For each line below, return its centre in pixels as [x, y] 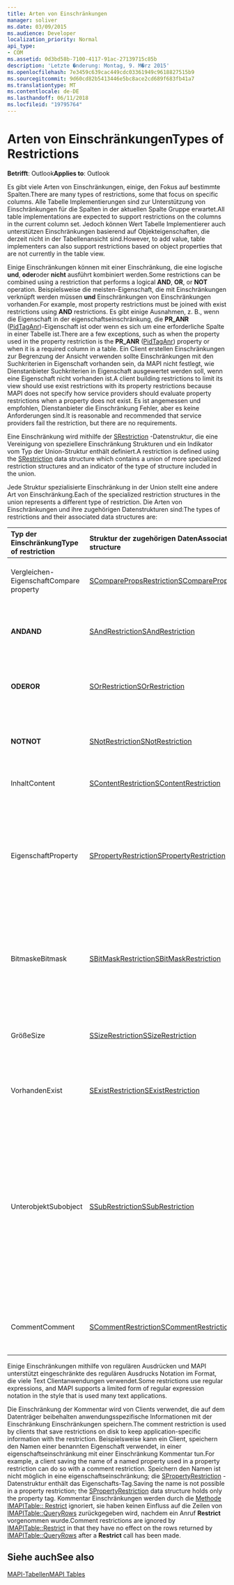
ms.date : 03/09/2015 [37, 27]
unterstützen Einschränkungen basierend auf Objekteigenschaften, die [109, 231]
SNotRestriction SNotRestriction [141, 741]
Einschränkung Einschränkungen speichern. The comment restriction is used [117, 1424]
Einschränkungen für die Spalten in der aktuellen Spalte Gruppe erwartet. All [116, 209]
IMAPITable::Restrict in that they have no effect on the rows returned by [110, 1528]
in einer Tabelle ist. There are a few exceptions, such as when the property [114, 334]
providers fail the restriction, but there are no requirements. [92, 422]
